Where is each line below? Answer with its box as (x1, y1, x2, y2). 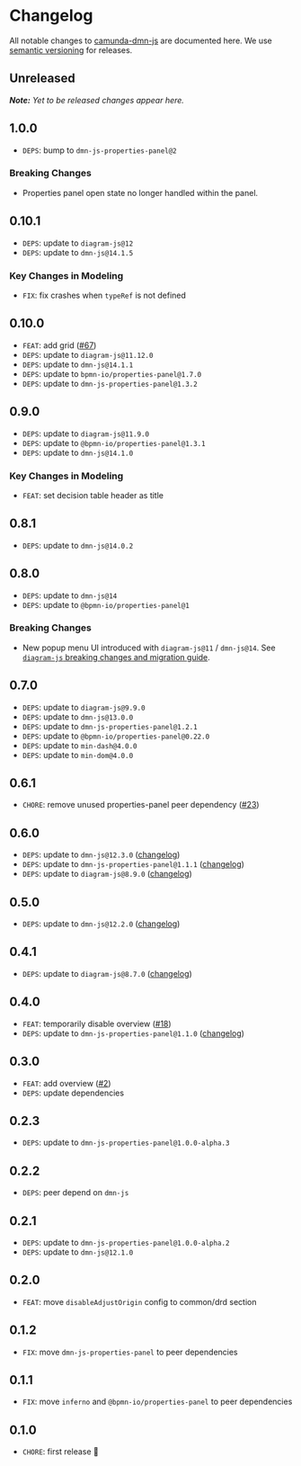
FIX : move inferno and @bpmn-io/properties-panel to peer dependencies (22, 1396, 293, 1408)
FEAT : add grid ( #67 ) (22, 339, 97, 351)
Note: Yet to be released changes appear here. (9, 94, 184, 105)
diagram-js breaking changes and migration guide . (22, 651, 211, 662)
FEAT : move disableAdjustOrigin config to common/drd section (22, 1296, 257, 1307)
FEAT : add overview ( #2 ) (22, 1077, 111, 1088)
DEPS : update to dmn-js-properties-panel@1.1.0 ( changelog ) (22, 1027, 245, 1039)
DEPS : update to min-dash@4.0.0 (22, 739, 137, 751)
